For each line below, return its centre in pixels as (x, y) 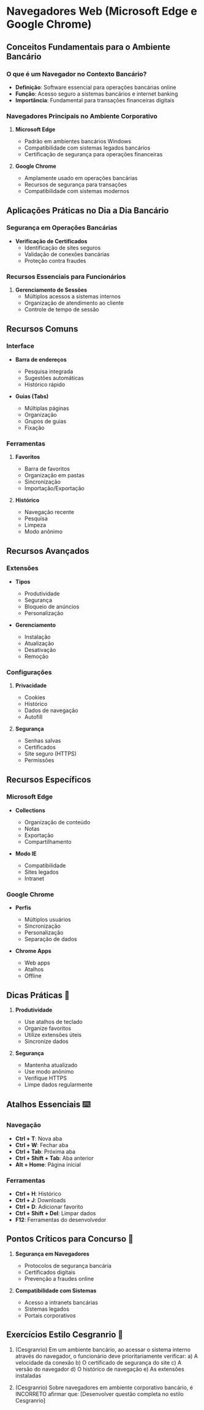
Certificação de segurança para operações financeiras (93, 154)
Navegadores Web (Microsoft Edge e (102, 11)
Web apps (37, 963)
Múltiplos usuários (48, 920)
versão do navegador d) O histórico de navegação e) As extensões (100, 1369)
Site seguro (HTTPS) (50, 754)
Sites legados (42, 872)
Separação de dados (51, 939)
